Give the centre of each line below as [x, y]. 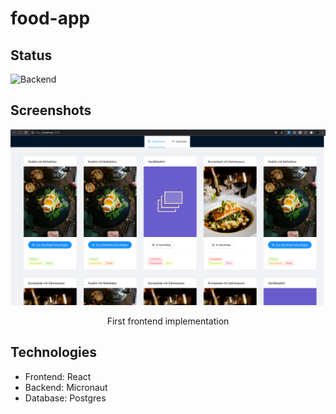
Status [31, 55]
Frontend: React [58, 376]
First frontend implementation [168, 321]
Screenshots [51, 110]
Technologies [54, 352]
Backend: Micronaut [66, 387]
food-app [50, 18]
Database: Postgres [65, 398]
